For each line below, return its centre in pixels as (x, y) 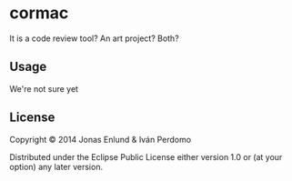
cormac (39, 13)
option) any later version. (56, 166)
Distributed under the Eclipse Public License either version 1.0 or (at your (146, 156)
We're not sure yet (44, 88)
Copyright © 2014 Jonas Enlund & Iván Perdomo (101, 139)
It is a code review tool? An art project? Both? (94, 38)
